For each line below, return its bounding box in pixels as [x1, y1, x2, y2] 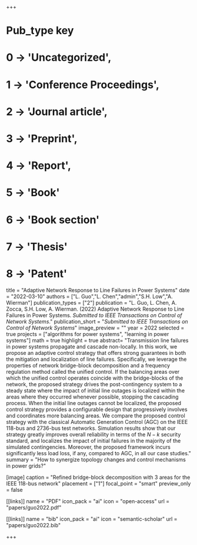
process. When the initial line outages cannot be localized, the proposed [6, 399, 181, 406]
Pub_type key [6, 24, 74, 37]
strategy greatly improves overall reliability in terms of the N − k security [6, 430, 181, 438]
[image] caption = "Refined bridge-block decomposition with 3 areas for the [6, 474, 191, 481]
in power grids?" [6, 462, 46, 469]
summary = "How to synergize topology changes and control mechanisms [6, 456, 186, 463]
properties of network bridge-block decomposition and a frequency [6, 361, 171, 369]
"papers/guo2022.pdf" [6, 504, 62, 511]
